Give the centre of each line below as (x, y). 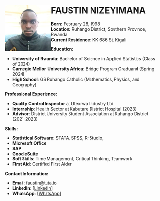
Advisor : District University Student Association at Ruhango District (80, 114)
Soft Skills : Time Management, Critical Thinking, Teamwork (72, 158)
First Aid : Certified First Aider (42, 164)
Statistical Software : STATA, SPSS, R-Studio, (58, 138)
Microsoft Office (29, 143)
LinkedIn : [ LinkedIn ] (32, 188)
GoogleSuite (25, 154)
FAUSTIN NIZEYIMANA (98, 11)
